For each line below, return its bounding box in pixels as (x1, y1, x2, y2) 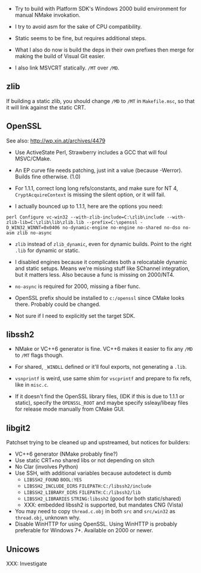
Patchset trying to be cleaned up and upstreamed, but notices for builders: (6, 439, 190, 446)
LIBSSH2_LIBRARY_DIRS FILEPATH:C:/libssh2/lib (23, 490, 141, 496)
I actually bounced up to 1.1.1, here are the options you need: (14, 202, 163, 210)
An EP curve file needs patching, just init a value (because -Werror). (14, 166, 182, 174)
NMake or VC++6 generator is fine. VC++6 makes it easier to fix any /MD (14, 345, 193, 353)
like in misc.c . (14, 381, 49, 389)
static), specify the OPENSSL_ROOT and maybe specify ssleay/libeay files (14, 399, 188, 407)
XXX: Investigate (6, 560, 47, 568)
